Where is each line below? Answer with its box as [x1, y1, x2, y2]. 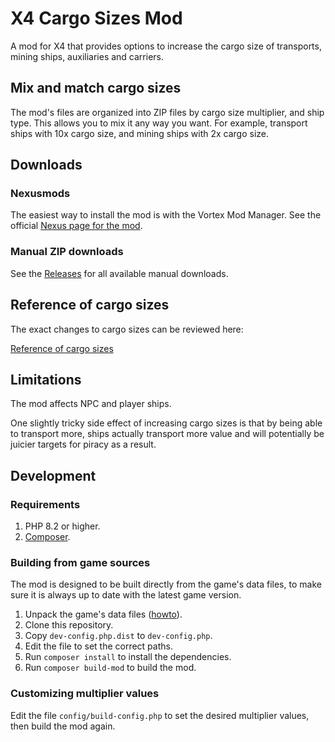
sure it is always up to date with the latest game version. [10, 589, 242, 601]
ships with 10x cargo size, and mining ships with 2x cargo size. [10, 127, 270, 139]
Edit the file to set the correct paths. [24, 640, 173, 652]
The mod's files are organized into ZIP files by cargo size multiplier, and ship [10, 106, 325, 118]
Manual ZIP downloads [10, 245, 124, 259]
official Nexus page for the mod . [10, 220, 143, 232]
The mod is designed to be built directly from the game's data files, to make [10, 578, 322, 591]
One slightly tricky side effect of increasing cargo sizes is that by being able [10, 417, 323, 429]
